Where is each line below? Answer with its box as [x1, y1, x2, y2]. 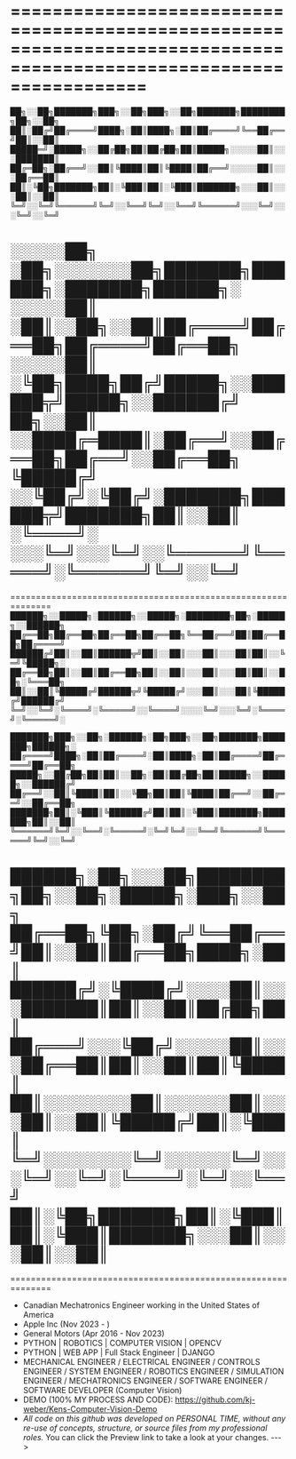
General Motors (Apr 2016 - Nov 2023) [22, 1327, 165, 1338]
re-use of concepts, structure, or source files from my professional [22, 1423, 268, 1433]
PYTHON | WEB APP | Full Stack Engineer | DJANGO [22, 1347, 215, 1358]
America [22, 1309, 54, 1319]
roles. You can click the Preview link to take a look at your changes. [22, 1431, 269, 1442]
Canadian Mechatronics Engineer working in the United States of [22, 1299, 261, 1311]
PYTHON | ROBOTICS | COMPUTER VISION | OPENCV [22, 1337, 222, 1348]
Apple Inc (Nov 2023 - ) [22, 1319, 110, 1329]
